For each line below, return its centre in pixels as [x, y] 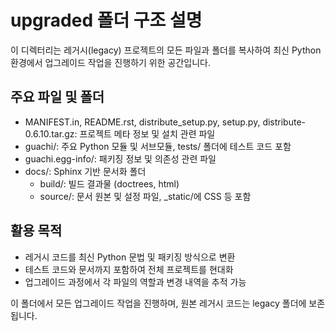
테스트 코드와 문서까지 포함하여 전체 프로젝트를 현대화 [129, 269]
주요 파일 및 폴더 [57, 97]
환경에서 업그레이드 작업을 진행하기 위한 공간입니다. [110, 62]
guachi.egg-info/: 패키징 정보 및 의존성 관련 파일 [120, 158]
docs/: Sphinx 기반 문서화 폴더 [85, 171]
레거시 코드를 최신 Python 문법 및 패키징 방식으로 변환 [130, 257]
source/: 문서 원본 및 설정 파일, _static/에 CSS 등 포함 [145, 196]
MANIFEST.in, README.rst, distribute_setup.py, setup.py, [142, 122]
